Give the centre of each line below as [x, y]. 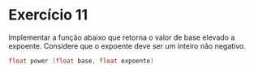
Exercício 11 [48, 15]
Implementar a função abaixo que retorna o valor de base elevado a [122, 37]
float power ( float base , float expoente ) [81, 61]
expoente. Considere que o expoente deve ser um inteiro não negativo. [127, 45]
